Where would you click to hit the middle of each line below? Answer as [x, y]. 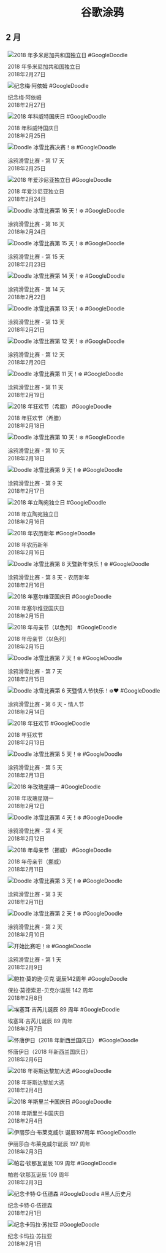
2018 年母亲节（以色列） [39, 639]
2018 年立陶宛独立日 [33, 514]
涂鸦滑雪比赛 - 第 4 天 [35, 831]
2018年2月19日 [26, 395]
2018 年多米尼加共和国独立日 [44, 66]
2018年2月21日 [26, 330]
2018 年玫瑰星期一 [31, 798]
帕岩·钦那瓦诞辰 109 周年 [39, 1175]
